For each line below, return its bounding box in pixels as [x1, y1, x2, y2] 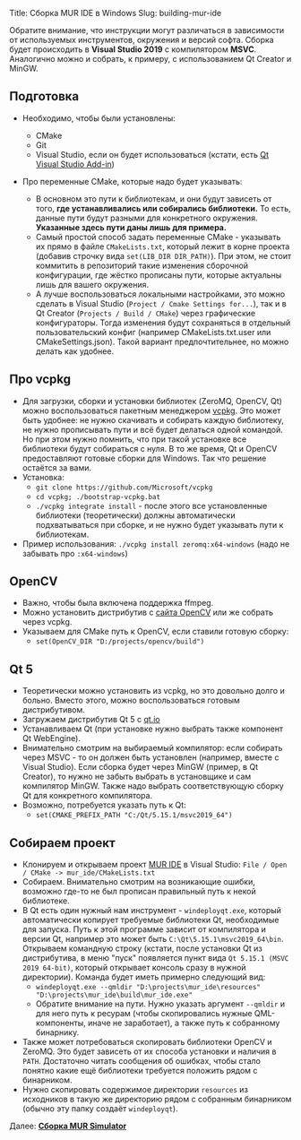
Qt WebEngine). [21, 733, 81, 744]
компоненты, [35, 1017, 87, 1029]
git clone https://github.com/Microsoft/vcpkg [35, 483, 213, 492]
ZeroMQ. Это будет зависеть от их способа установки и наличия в [21, 1046, 277, 1057]
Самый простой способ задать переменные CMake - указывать [35, 231, 281, 242]
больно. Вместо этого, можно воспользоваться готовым [21, 695, 240, 706]
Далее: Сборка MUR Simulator [9, 1120, 127, 1132]
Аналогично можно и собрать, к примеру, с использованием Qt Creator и [9, 54, 292, 64]
